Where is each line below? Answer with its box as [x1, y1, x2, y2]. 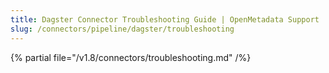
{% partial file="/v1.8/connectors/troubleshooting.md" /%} [10, 51, 252, 63]
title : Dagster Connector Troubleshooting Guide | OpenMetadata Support [10, 14, 320, 25]
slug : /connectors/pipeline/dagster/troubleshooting [10, 24, 235, 34]
